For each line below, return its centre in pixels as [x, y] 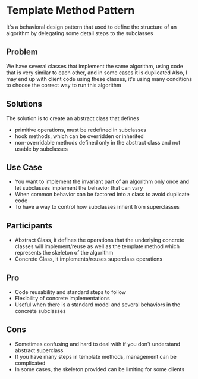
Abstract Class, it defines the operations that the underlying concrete [99, 240]
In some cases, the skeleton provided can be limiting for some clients [100, 369]
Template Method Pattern [70, 10]
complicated [30, 363]
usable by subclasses [41, 149]
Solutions [24, 104]
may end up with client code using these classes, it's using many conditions [99, 79]
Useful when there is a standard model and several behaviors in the [97, 305]
